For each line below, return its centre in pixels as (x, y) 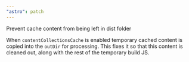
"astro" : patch (25, 12)
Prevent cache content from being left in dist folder (69, 28)
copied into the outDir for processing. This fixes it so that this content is (94, 46)
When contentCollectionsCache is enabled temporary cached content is (94, 40)
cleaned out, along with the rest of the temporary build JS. (78, 52)
